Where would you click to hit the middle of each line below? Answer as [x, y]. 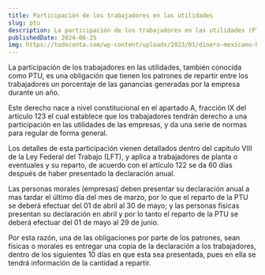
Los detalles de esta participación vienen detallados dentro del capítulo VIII [130, 149]
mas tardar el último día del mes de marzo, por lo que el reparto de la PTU [128, 198]
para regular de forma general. [58, 133]
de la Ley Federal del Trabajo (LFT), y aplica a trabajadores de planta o [123, 157]
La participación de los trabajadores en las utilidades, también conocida [125, 67]
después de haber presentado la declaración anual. [92, 174]
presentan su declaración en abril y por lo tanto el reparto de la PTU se [123, 214]
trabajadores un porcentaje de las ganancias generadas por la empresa [124, 85]
